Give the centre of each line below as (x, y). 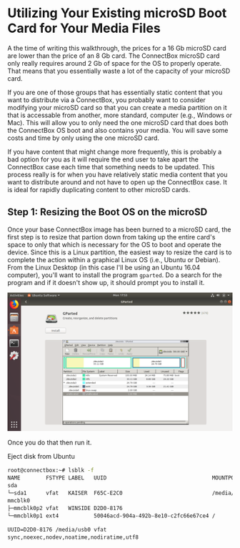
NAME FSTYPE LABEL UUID (57, 478)
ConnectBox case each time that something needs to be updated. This (111, 166)
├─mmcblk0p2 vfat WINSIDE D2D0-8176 (65, 508)
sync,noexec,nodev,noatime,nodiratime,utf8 (73, 537)
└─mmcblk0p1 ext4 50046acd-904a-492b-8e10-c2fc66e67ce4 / (111, 516)
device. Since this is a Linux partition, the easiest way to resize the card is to (120, 252)
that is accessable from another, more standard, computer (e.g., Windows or (120, 115)
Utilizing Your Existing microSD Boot (117, 13)
